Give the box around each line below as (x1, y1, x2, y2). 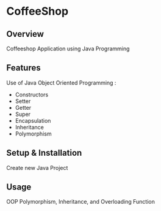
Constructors (15, 91, 49, 98)
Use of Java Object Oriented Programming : (6, 79, 116, 86)
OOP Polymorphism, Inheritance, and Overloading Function (6, 198, 156, 205)
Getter (15, 104, 32, 111)
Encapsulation (15, 117, 51, 124)
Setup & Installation (6, 148, 82, 158)
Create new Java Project (6, 164, 68, 171)
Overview (6, 29, 45, 39)
